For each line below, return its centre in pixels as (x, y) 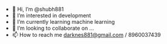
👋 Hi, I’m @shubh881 (38, 9)
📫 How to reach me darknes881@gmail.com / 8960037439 (87, 35)
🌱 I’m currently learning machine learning (63, 22)
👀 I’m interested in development (51, 15)
